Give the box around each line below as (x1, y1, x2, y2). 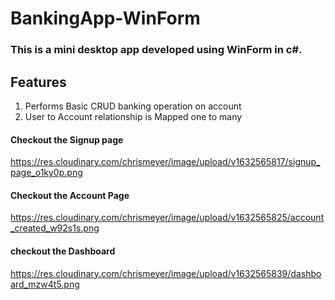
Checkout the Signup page (10, 133, 124, 146)
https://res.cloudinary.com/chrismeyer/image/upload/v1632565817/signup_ (10, 156, 321, 168)
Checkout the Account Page (10, 189, 130, 201)
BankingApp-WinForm (10, 7, 201, 30)
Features (10, 73, 67, 91)
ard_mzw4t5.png (10, 278, 80, 290)
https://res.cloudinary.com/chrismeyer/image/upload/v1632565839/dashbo (10, 267, 322, 279)
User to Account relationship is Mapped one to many (24, 110, 243, 122)
